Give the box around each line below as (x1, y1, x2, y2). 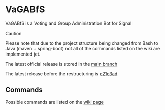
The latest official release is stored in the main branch (5, 61, 118, 67)
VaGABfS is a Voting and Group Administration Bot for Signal (5, 20, 132, 26)
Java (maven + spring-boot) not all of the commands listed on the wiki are (5, 45, 160, 51)
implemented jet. (5, 51, 41, 57)
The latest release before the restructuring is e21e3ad (5, 70, 118, 77)
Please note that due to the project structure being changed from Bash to (5, 40, 158, 46)
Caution (5, 30, 22, 36)
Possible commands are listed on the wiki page (5, 99, 104, 105)
